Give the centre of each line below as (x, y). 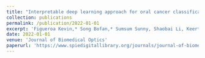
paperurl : (19, 46)
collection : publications (39, 18)
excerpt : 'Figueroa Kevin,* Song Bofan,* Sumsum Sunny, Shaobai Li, (95, 29)
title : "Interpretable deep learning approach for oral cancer (88, 12)
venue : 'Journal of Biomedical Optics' (57, 40)
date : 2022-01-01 (28, 34)
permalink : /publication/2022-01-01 (53, 23)
